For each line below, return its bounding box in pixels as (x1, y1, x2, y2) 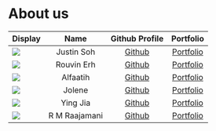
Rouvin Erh (55, 59, 96, 70)
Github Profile (110, 33, 164, 44)
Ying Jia (60, 97, 91, 108)
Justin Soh (56, 46, 96, 57)
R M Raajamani (48, 110, 104, 121)
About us (8, 5, 69, 23)
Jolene (62, 84, 89, 95)
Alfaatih (61, 71, 90, 82)
